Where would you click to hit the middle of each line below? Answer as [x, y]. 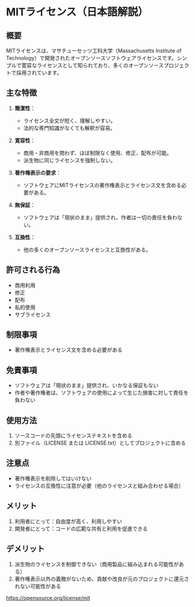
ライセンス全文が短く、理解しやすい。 [69, 120]
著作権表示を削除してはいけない [53, 478]
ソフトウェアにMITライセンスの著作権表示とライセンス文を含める [102, 185]
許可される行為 [33, 270]
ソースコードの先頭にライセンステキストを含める [73, 436]
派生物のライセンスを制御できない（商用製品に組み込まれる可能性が [97, 564]
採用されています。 [39, 73]
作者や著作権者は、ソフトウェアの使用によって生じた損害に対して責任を [102, 393]
